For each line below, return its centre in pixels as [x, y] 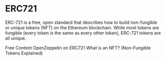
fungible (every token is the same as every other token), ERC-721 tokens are [83, 33]
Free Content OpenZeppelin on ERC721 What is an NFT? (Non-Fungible [78, 48]
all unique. [16, 38]
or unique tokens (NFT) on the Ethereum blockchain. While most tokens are [82, 27]
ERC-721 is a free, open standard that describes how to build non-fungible [81, 22]
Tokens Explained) [24, 53]
